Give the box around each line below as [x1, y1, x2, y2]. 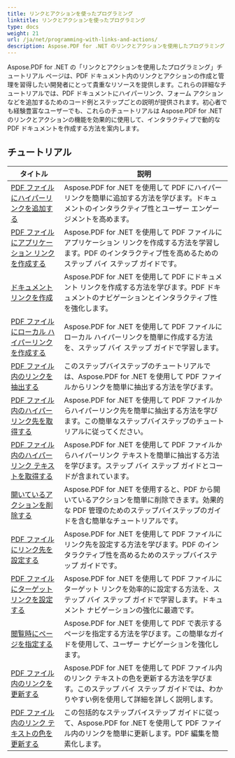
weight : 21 [7, 29, 39, 37]
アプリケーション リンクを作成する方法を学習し [64, 237, 220, 247]
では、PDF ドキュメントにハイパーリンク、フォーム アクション [43, 89, 224, 97]
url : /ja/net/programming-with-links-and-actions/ [7, 36, 158, 43]
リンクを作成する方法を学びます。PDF [80, 282, 205, 292]
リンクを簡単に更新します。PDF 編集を [85, 729, 212, 738]
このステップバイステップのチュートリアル [64, 361, 204, 371]
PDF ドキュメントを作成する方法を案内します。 [7, 124, 143, 132]
